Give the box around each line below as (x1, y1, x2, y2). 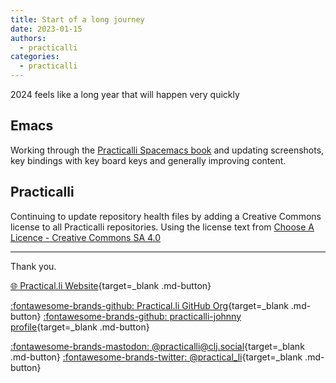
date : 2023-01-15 (10, 24, 83, 34)
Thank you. (10, 260, 57, 272)
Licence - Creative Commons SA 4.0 (10, 231, 162, 243)
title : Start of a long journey (10, 14, 145, 25)
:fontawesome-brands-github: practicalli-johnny (43, 310, 242, 322)
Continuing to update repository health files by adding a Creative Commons (10, 210, 322, 222)
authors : (10, 33, 47, 43)
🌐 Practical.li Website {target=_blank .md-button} (10, 279, 212, 291)
